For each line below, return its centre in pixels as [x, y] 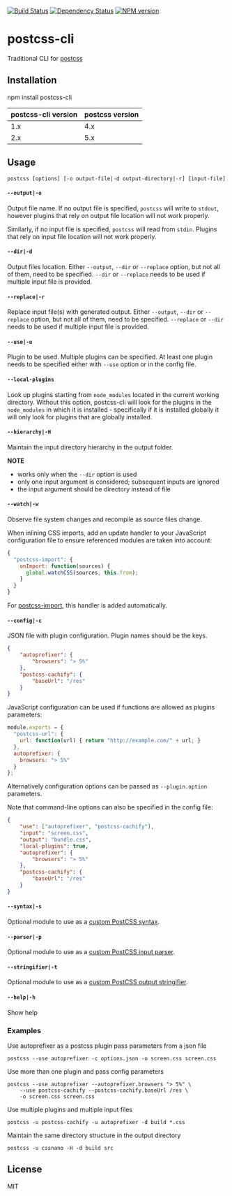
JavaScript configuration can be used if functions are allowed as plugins [111, 707]
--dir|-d [20, 252]
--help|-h [22, 997]
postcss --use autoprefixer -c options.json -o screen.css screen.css [112, 1058]
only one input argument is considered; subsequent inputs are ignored [118, 482]
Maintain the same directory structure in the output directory [94, 1135]
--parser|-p [24, 937]
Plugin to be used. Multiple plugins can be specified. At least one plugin [110, 357]
